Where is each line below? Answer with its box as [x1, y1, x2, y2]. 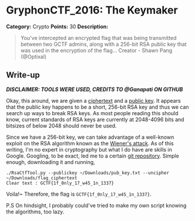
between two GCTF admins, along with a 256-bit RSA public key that [20, 41, 187, 48]
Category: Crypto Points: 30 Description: [6, 23, 109, 30]
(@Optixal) [20, 53, 47, 60]
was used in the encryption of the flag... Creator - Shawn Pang [20, 46, 173, 53]
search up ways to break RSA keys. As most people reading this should [6, 109, 179, 116]
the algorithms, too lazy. [6, 208, 65, 215]
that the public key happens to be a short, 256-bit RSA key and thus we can [6, 103, 189, 110]
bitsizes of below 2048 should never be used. [6, 122, 117, 129]
